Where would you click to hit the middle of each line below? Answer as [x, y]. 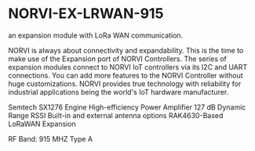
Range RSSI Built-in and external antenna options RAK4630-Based [116, 115]
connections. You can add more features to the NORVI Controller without [126, 75]
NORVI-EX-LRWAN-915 [86, 14]
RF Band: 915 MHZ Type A [50, 138]
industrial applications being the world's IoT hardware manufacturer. [118, 92]
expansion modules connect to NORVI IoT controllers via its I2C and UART [128, 67]
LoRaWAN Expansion [42, 124]
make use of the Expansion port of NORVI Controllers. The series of [118, 59]
